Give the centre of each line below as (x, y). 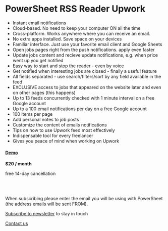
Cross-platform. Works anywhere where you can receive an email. (81, 33)
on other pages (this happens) (44, 93)
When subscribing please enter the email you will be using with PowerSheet (84, 199)
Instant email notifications (39, 23)
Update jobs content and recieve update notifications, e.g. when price (85, 55)
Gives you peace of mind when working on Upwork (66, 141)
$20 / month (18, 164)
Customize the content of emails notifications (60, 125)
